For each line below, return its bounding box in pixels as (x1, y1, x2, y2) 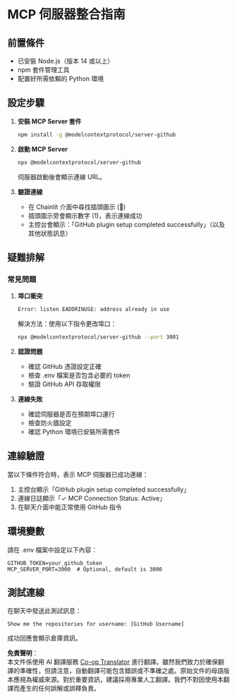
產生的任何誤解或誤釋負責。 (19, 684, 100, 693)
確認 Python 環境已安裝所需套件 (28, 427, 121, 436)
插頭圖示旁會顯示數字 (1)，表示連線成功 (28, 211, 142, 219)
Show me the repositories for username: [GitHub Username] (7, 621, 185, 628)
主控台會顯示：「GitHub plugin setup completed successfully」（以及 (28, 220, 226, 229)
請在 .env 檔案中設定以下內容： (7, 545, 98, 554)
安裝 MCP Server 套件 (17, 117, 82, 126)
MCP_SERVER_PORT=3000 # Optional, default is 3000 (7, 566, 162, 573)
